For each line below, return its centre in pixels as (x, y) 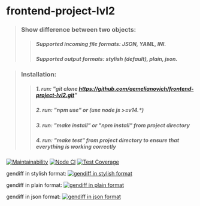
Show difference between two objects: (78, 30)
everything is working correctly (76, 147)
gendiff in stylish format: (37, 173)
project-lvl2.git (55, 95)
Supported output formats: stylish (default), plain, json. (107, 59)
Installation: (39, 75)
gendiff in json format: (34, 196)
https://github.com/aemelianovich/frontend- (136, 89)
